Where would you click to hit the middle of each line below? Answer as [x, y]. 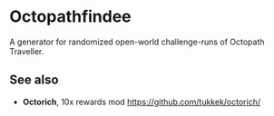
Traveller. [27, 51]
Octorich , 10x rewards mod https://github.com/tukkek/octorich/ [142, 101]
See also [34, 80]
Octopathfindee [70, 17]
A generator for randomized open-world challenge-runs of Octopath [137, 42]
